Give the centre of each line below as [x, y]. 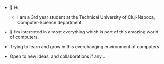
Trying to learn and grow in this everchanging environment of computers [84, 47]
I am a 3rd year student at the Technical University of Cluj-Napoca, [86, 17]
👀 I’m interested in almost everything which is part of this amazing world [84, 32]
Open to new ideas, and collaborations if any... [58, 56]
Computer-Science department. [50, 22]
